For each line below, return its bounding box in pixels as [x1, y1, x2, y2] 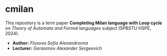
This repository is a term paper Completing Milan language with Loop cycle [5, 20, 163, 26]
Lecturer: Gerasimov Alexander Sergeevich [12, 45, 102, 51]
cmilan [5, 3, 34, 15]
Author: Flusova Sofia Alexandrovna [12, 40, 88, 46]
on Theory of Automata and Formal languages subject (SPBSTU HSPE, [5, 25, 152, 31]
